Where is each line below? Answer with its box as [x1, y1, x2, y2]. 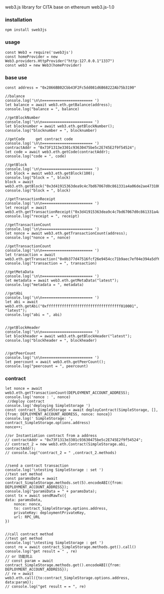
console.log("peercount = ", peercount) [5, 363, 89, 369]
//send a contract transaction [5, 463, 69, 468]
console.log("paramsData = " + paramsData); [5, 489, 97, 494]
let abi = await [5, 299, 38, 304]
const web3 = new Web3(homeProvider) [5, 63, 82, 68]
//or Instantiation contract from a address [5, 433, 97, 438]
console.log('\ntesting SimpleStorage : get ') [5, 541, 104, 546]
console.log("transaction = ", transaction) [5, 261, 97, 266]
